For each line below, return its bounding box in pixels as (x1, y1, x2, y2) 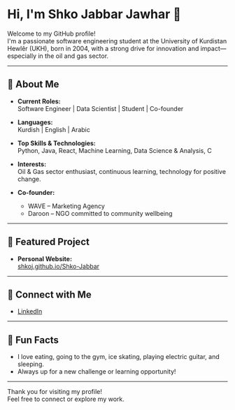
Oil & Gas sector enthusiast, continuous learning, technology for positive (17, 167, 226, 175)
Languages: (17, 118, 53, 126)
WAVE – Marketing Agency (27, 202, 105, 210)
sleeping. (17, 360, 44, 369)
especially (7, 52, 37, 60)
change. (17, 175, 41, 183)
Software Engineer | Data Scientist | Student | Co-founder (17, 104, 184, 112)
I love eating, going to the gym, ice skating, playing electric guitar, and (17, 353, 220, 361)
